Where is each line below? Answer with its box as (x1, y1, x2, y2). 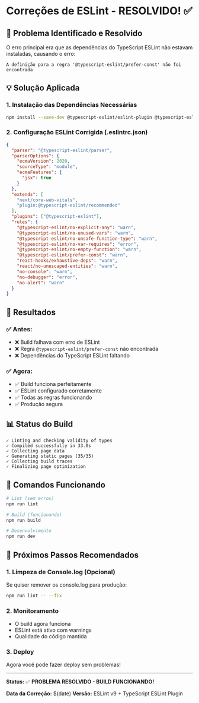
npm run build (6, 517, 41, 523)
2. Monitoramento (6, 607, 59, 615)
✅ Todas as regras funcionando (14, 394, 92, 401)
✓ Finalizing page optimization (6, 464, 86, 470)
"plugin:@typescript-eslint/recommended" (17, 202, 120, 208)
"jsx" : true (21, 175, 52, 181)
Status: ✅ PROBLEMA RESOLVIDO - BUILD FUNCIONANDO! (6, 678, 155, 685)
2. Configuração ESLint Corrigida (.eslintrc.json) (6, 128, 148, 137)
